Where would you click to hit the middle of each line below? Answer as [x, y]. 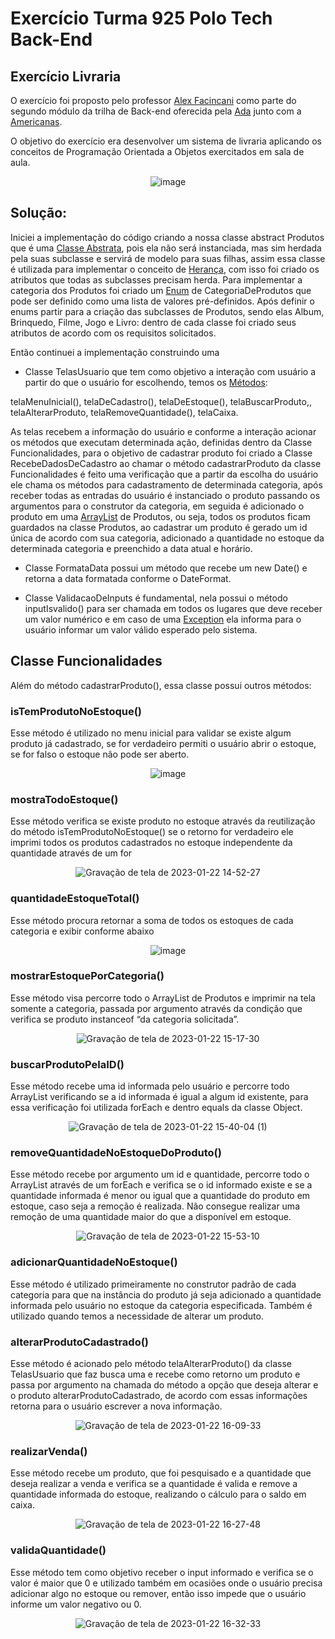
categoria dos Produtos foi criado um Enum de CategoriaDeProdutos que [161, 290]
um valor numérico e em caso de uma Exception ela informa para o [163, 619]
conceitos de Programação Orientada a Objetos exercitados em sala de [157, 151]
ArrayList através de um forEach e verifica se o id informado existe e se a [161, 1185]
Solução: [39, 213]
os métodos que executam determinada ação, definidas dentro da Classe [161, 442]
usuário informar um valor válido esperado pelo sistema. [141, 629]
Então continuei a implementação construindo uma [115, 352]
